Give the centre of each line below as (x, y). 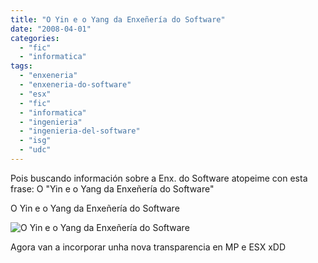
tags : (21, 66)
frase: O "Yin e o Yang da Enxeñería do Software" (112, 188)
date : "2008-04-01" (51, 29)
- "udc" (35, 150)
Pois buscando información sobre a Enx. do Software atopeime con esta (159, 178)
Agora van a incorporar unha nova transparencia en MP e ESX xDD (148, 247)
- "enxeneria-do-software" (75, 85)
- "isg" (35, 141)
